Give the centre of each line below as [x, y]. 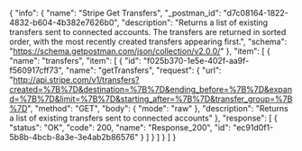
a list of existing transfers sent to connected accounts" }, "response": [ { [143, 118]
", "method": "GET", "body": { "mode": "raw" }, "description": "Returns [157, 108]
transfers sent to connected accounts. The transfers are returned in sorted [148, 32]
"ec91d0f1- [253, 128]
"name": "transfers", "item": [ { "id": [75, 61]
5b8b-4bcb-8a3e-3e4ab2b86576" [74, 137]
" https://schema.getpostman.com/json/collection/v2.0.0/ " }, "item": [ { [140, 51]
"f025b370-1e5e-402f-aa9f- [196, 61]
